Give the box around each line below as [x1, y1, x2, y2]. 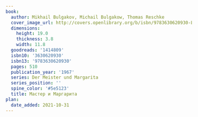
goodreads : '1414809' [11, 47, 64, 53]
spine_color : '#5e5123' [11, 86, 69, 92]
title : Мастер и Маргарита [11, 91, 77, 97]
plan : [5, 96, 19, 102]
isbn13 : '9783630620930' [11, 58, 72, 64]
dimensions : [11, 25, 41, 31]
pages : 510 [11, 63, 38, 70]
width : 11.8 [16, 42, 46, 48]
